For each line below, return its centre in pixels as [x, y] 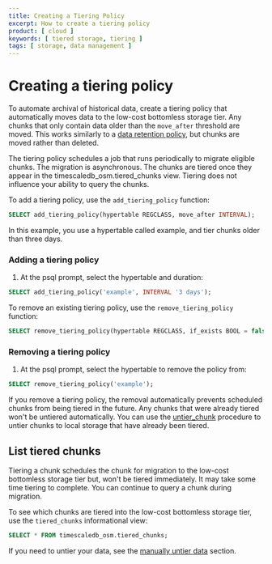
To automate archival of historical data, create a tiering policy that [118, 108]
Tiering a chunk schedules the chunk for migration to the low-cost [119, 470]
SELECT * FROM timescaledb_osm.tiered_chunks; [88, 535]
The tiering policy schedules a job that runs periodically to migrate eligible [132, 159]
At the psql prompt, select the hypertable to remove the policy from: [133, 370]
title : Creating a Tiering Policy [67, 16]
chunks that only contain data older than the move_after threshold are [124, 125]
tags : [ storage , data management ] [70, 46]
